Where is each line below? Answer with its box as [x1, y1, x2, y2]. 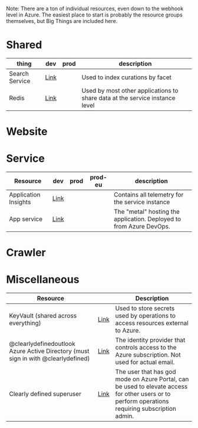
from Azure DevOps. [114, 223, 171, 231]
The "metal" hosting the [114, 208, 180, 216]
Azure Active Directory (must [9, 347, 90, 355]
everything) [9, 319, 41, 327]
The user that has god [115, 368, 176, 376]
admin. [115, 412, 134, 420]
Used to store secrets [115, 304, 175, 312]
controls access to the [115, 344, 177, 352]
